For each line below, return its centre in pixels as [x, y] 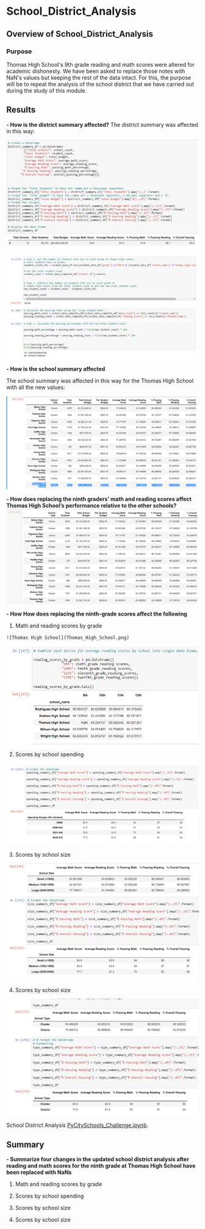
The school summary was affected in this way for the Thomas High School [100, 380]
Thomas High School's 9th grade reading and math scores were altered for [101, 64]
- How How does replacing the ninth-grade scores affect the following [97, 614]
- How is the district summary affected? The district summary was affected [102, 124]
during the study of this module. [47, 91]
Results [21, 110]
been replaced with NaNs [39, 1172]
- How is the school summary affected [56, 369]
